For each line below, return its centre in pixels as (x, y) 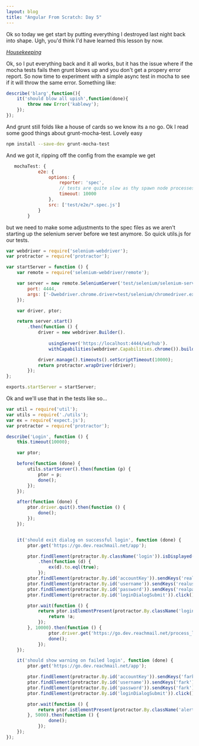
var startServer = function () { (47, 267)
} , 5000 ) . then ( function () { (63, 715)
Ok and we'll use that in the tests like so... (57, 398)
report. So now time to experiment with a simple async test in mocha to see (98, 76)
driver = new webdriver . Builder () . (82, 333)
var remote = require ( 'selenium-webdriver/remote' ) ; (83, 273)
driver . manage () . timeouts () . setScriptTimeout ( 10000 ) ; (105, 360)
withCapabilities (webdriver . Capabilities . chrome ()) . (115, 349)
